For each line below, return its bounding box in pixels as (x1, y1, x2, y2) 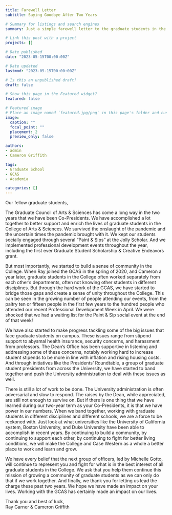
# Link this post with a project (5, 35, 77, 41)
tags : (5, 162, 17, 167)
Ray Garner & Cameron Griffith (5, 504, 70, 510)
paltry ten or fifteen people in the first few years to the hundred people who (5, 301, 165, 307)
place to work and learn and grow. (5, 446, 78, 452)
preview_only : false (10, 134, 54, 139)
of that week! (5, 317, 33, 324)
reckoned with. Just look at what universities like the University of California (5, 419, 165, 425)
